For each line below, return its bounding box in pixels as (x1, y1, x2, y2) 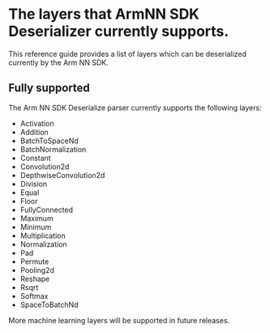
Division (19, 179, 47, 188)
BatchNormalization (19, 144, 87, 154)
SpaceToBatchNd (19, 300, 79, 309)
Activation (19, 119, 54, 128)
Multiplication (19, 231, 66, 240)
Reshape (19, 274, 50, 283)
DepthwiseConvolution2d (19, 170, 105, 179)
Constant (19, 153, 51, 162)
